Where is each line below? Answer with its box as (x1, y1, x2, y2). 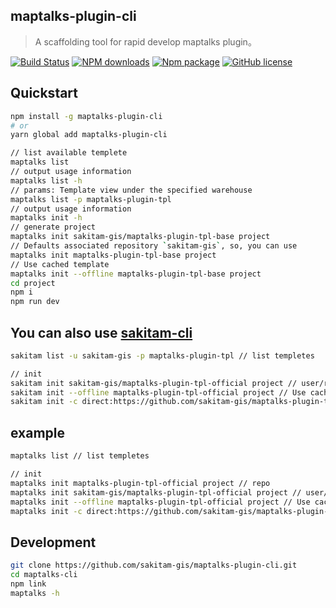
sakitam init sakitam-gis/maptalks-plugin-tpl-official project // (10, 378, 298, 388)
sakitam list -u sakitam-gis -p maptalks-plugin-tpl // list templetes (10, 350, 315, 361)
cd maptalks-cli (10, 570, 78, 580)
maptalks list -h (10, 175, 83, 186)
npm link (10, 579, 47, 589)
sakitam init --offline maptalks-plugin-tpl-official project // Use (10, 387, 307, 398)
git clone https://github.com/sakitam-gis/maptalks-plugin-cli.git (10, 560, 298, 571)
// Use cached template (10, 259, 110, 269)
